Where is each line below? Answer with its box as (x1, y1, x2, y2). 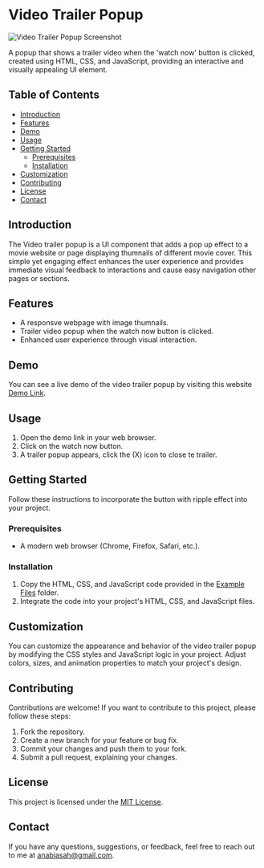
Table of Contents (8, 88, 100, 102)
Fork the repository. (19, 727, 86, 736)
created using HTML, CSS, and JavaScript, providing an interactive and (8, 56, 244, 66)
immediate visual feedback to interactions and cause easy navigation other (8, 265, 257, 275)
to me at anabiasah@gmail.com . (8, 850, 115, 860)
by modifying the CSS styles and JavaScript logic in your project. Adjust (8, 650, 246, 659)
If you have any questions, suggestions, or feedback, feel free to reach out (8, 842, 255, 851)
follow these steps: (8, 711, 71, 721)
